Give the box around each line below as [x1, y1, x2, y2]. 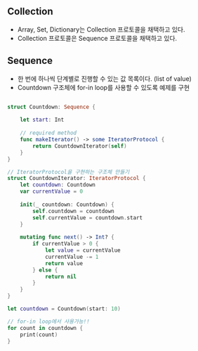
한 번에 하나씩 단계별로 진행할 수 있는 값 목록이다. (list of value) [17, 74, 192, 83]
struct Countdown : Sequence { [7, 103, 96, 110]
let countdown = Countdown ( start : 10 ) [7, 305, 121, 312]
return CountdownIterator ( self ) [32, 142, 128, 150]
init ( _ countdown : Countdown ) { [20, 200, 114, 208]
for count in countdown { [7, 324, 83, 331]
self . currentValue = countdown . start [32, 214, 143, 221]
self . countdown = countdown [32, 208, 114, 215]
